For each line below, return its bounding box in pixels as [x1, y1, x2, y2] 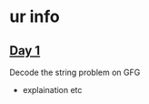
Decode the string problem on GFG [9, 67, 141, 78]
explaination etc [22, 85, 83, 95]
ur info [9, 6, 61, 27]
